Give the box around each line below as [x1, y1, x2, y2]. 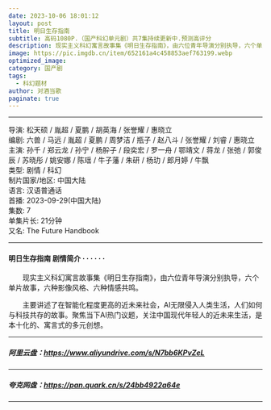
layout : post [8, 19, 52, 27]
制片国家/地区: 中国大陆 [8, 175, 86, 186]
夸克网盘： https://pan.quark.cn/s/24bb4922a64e [8, 380, 181, 390]
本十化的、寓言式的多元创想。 [8, 320, 107, 330]
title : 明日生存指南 [8, 27, 70, 35]
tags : [8, 72, 27, 80]
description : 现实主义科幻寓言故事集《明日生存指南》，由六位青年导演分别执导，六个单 [8, 42, 263, 50]
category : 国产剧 [8, 65, 63, 73]
